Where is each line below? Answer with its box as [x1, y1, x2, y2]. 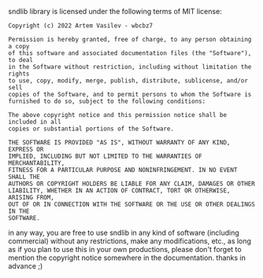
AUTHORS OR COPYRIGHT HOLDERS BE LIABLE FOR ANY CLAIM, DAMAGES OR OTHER [8, 180, 256, 188]
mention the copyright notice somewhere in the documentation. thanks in [8, 253, 246, 262]
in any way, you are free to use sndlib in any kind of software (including [8, 228, 240, 237]
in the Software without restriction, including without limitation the [8, 63, 252, 71]
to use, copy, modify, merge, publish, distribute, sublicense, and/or [8, 77, 248, 85]
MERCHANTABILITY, [8, 159, 65, 167]
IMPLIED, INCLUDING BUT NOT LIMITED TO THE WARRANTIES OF [8, 152, 202, 160]
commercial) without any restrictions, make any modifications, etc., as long [8, 236, 252, 246]
